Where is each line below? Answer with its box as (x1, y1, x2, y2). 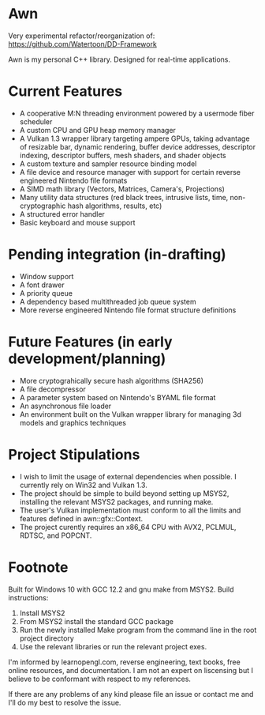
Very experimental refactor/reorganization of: (8, 31, 155, 40)
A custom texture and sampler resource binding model (19, 159, 197, 168)
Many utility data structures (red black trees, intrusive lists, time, (19, 192, 229, 202)
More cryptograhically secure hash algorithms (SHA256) (19, 376, 203, 385)
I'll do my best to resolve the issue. (8, 698, 121, 707)
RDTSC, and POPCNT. (19, 531, 92, 540)
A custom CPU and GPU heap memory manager (19, 125, 176, 134)
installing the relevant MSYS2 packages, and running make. (19, 497, 214, 506)
